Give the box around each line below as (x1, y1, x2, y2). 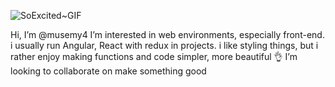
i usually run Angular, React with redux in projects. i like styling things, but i (10, 40, 319, 51)
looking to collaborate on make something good (10, 65, 207, 77)
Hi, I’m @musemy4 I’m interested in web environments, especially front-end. (10, 29, 325, 40)
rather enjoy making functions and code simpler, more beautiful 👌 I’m (10, 51, 298, 62)
